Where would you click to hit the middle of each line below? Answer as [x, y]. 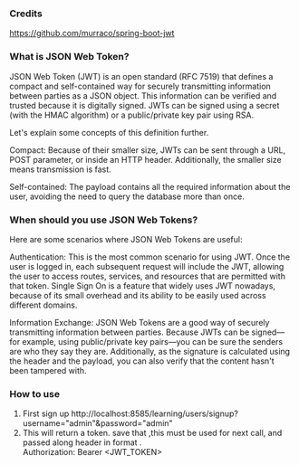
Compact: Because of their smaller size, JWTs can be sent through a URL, [148, 150]
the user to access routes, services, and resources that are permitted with [147, 276]
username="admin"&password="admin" [98, 423]
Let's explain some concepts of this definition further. [109, 132]
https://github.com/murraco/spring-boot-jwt [92, 33]
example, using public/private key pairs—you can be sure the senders [153, 341]
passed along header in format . [82, 442]
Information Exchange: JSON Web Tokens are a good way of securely [140, 322]
